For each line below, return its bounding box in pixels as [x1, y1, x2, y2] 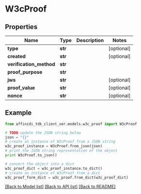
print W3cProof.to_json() [5, 153, 57, 158]
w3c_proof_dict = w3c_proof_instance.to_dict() [5, 166, 103, 171]
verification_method [7, 61, 56, 67]
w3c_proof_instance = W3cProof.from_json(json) [5, 144, 103, 149]
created [7, 53, 26, 60]
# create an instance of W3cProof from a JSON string [5, 139, 116, 144]
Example [5, 109, 32, 117]
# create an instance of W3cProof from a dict [5, 170, 100, 175]
